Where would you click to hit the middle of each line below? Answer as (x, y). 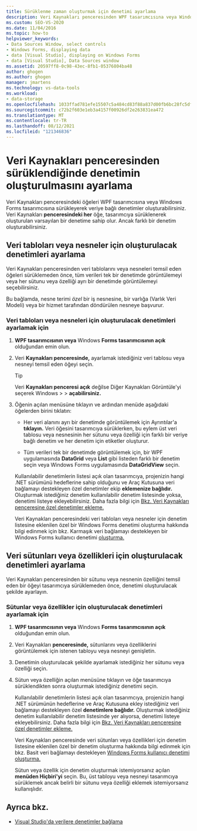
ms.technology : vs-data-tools (43, 88)
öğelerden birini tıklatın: (43, 411)
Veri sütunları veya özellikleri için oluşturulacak (94, 556)
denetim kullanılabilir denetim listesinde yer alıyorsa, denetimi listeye (97, 716)
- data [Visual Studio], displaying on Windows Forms (73, 55)
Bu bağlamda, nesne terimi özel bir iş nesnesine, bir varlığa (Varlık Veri (91, 299)
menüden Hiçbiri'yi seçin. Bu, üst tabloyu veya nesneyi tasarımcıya (96, 776)
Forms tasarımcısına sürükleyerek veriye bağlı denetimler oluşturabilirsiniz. (96, 208)
